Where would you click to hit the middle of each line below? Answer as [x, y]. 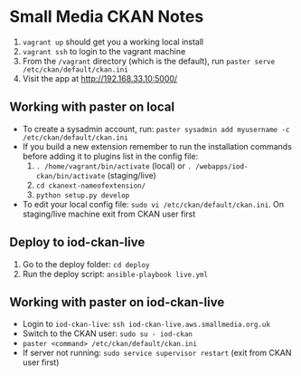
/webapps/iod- [222, 166]
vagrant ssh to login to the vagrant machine [104, 51]
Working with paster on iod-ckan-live [117, 302]
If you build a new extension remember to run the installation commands [157, 146]
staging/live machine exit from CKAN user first [109, 214]
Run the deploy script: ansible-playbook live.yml [115, 274]
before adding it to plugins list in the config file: [110, 156]
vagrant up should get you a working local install [113, 42]
